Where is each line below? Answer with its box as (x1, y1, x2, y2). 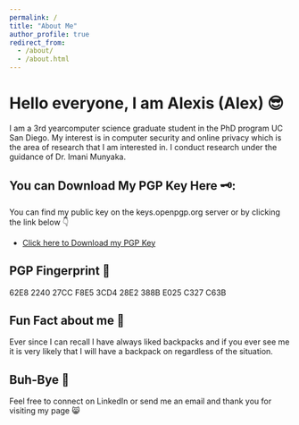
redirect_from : (9, 38, 66, 47)
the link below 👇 (9, 217, 70, 227)
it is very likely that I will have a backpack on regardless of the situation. (9, 346, 274, 357)
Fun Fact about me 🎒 (9, 312, 125, 327)
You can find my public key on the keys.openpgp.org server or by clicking (9, 207, 281, 217)
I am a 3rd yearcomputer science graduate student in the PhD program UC (9, 123, 284, 133)
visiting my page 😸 (9, 405, 80, 416)
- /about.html (17, 55, 70, 64)
